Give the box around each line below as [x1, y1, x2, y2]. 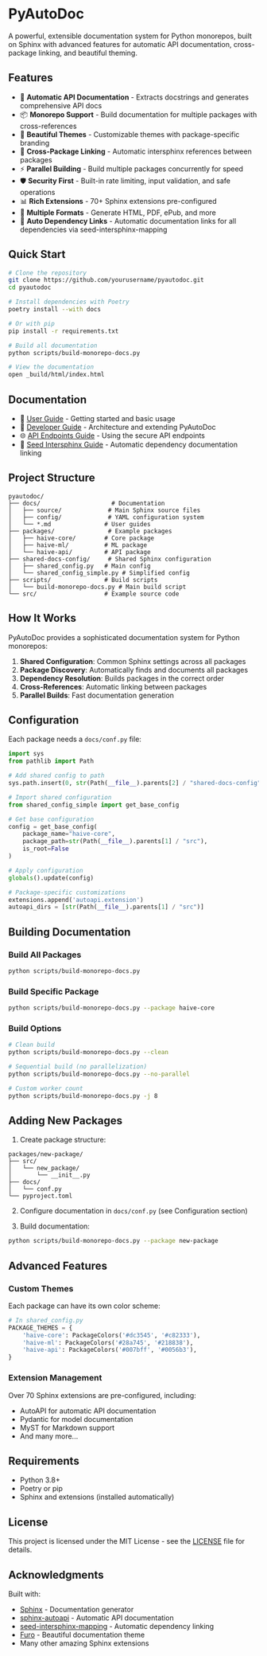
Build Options [8, 1022, 62, 1033]
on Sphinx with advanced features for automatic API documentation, [8, 39, 232, 49]
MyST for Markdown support [19, 1423, 115, 1432]
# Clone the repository [8, 268, 87, 277]
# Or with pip [8, 319, 56, 327]
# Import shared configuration [8, 793, 112, 801]
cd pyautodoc [8, 283, 52, 291]
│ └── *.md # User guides [8, 520, 151, 528]
